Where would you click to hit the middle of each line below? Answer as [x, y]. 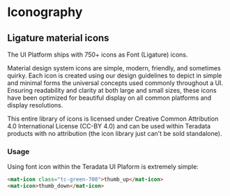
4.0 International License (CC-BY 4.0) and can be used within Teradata [109, 126]
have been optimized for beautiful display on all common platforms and [109, 98]
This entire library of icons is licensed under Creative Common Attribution [113, 119]
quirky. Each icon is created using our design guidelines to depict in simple [115, 75]
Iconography [45, 12]
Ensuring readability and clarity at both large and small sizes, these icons [112, 90]
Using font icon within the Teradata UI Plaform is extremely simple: [103, 167]
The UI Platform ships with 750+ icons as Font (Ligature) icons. [98, 54]
